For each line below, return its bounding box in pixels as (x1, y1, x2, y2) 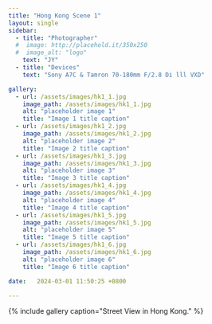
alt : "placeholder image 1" (22, 107, 116, 115)
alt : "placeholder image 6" (22, 256, 116, 263)
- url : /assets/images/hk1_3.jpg (15, 152, 127, 160)
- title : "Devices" (15, 64, 80, 72)
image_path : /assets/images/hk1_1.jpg (22, 100, 151, 108)
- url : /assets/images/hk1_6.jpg (15, 240, 127, 249)
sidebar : (8, 26, 37, 34)
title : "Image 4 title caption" (22, 204, 130, 212)
